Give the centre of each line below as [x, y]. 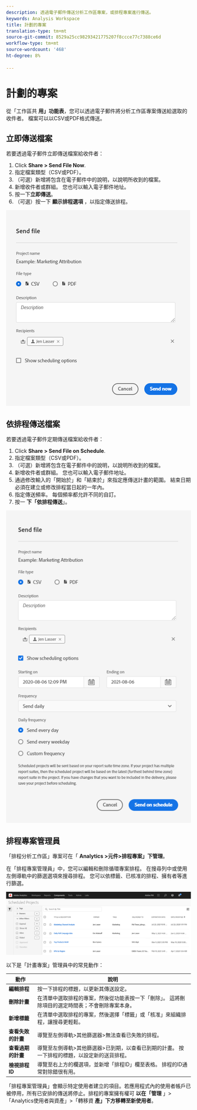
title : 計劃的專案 [26, 25]
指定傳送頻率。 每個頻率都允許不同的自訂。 [67, 495]
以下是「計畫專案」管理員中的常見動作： [55, 965]
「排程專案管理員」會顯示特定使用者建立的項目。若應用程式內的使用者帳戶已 [98, 1086]
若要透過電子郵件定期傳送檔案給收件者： [55, 439]
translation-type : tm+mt [36, 31]
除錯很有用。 [63, 1072]
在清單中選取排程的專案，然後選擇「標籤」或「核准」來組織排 [112, 1014]
